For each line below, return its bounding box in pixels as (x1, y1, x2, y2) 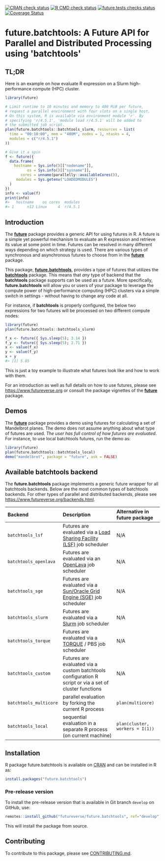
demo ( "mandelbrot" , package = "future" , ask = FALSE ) (5, 454, 118, 459)
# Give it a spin (5, 149, 41, 154)
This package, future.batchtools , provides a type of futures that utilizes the (5, 266, 159, 272)
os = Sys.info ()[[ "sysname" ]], (27, 168, 91, 173)
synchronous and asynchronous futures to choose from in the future (5, 252, 144, 258)
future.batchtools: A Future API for (5, 27, 150, 38)
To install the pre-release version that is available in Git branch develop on (5, 800, 155, 805)
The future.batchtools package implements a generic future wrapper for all (5, 481, 159, 487)
